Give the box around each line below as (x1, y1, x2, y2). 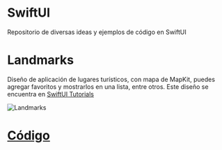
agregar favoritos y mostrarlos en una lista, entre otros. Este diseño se (7, 82, 209, 91)
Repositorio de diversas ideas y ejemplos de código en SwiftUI (7, 28, 187, 36)
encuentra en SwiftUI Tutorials (7, 90, 94, 98)
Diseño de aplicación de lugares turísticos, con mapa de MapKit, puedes (7, 75, 216, 83)
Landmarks (7, 52, 74, 68)
